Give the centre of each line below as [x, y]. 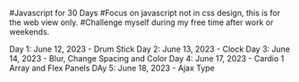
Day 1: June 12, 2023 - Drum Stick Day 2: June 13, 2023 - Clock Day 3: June [150, 49]
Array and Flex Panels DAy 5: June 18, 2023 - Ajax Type [112, 68]
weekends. [30, 32]
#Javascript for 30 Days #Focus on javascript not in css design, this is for [145, 13]
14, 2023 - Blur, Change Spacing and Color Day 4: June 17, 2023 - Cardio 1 [147, 58]
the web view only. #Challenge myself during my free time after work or [141, 22]
